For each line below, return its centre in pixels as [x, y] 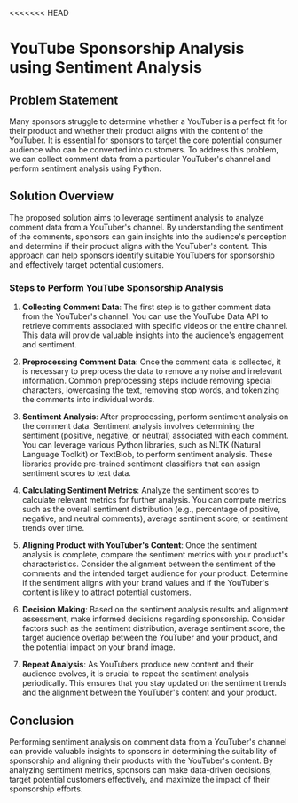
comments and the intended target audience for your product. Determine [155, 573]
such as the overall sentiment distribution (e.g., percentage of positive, [151, 510]
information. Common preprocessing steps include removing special [147, 381]
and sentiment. [49, 345]
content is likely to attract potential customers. [107, 592]
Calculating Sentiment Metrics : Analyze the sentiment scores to [141, 490]
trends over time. [53, 528]
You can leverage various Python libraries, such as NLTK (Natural [141, 445]
